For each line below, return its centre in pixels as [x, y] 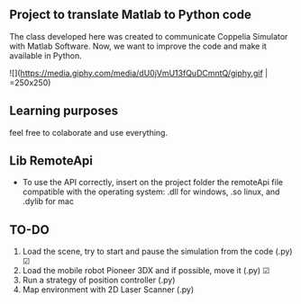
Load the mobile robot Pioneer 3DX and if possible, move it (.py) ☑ [146, 271]
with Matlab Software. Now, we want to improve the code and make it [138, 46]
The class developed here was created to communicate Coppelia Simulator [149, 36]
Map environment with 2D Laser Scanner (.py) [108, 290]
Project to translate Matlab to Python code [131, 15]
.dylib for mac [48, 201]
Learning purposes [64, 111]
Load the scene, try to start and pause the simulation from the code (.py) [157, 252]
